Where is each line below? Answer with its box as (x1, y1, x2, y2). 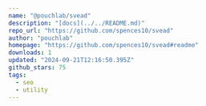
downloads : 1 (8, 49, 52, 57)
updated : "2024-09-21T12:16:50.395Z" (8, 57, 135, 65)
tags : (8, 71, 26, 79)
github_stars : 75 (8, 64, 67, 72)
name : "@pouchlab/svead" (8, 11, 91, 20)
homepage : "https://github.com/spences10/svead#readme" (8, 41, 199, 49)
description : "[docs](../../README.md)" (8, 19, 146, 27)
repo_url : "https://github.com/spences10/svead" (8, 26, 174, 34)
